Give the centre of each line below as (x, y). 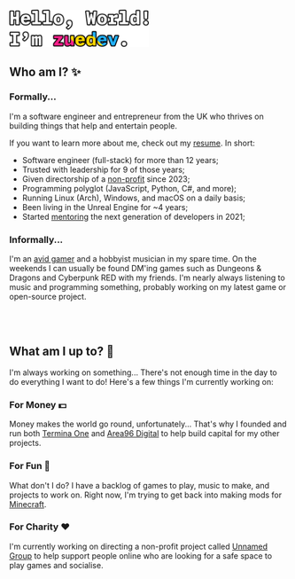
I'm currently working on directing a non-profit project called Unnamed (139, 546)
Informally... (36, 239)
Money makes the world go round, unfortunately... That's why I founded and (148, 424)
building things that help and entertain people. (93, 125)
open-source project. (48, 297)
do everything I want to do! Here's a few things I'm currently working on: (141, 381)
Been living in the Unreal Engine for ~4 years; (105, 207)
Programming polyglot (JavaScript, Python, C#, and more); (129, 188)
